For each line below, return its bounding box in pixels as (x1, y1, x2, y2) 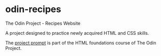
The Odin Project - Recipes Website (5, 20, 81, 26)
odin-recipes (5, 4, 61, 15)
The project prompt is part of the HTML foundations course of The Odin (5, 39, 156, 46)
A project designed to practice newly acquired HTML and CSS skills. (5, 30, 149, 36)
